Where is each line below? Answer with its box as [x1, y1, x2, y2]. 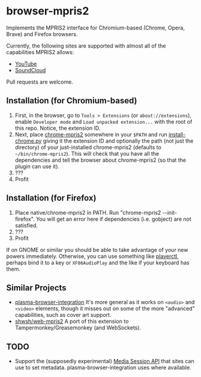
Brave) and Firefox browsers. [6, 30, 78, 37]
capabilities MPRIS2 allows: [6, 48, 74, 55]
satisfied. [14, 221, 38, 229]
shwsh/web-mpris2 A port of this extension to [14, 317, 129, 325]
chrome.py [14, 137, 42, 144]
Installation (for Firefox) [6, 193, 97, 203]
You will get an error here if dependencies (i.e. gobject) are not [35, 215, 191, 222]
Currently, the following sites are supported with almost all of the [6, 42, 166, 49]
